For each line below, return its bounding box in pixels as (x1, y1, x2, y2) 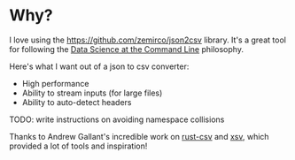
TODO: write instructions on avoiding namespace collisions (9, 114, 225, 125)
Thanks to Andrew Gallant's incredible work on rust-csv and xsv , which (9, 131, 269, 141)
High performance (21, 78, 89, 88)
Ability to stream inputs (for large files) (21, 88, 163, 98)
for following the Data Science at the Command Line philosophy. (9, 43, 244, 54)
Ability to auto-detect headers (21, 96, 132, 107)
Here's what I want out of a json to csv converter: (9, 61, 190, 72)
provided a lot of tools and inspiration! (9, 141, 148, 151)
